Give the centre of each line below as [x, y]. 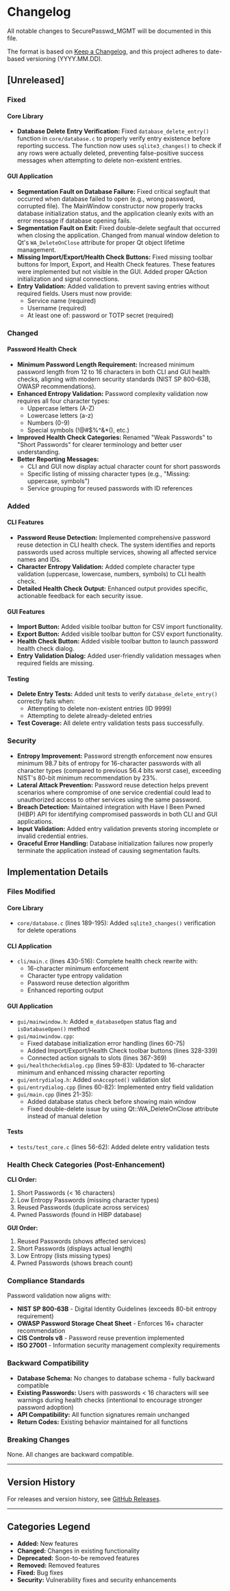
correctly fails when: [46, 701]
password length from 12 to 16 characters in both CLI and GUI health [113, 371]
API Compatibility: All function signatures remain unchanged [103, 1414]
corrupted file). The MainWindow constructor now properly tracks [110, 206]
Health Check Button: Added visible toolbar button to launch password [117, 641]
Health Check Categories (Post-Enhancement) [86, 1164]
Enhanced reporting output [65, 990]
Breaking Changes [39, 1440]
